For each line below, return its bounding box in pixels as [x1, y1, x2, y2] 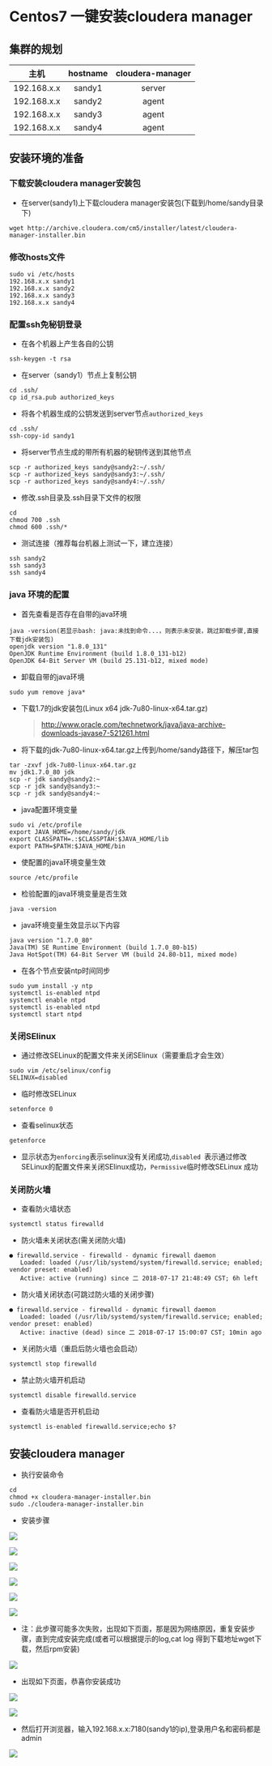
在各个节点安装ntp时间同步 [20, 965, 111, 975]
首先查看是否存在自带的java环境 [20, 609, 128, 618]
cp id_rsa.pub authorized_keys [9, 394, 115, 402]
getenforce [9, 1136, 46, 1144]
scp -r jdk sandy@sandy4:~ [9, 789, 100, 797]
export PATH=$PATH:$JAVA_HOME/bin [9, 842, 126, 850]
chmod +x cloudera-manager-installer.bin [9, 1493, 151, 1501]
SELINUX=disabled [9, 1073, 68, 1082]
